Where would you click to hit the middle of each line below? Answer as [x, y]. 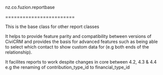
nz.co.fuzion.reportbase [30, 7]
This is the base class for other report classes [52, 26]
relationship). [19, 52]
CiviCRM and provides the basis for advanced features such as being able [81, 41]
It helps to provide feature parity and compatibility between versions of [78, 36]
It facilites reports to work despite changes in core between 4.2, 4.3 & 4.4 [81, 62]
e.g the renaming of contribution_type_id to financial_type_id [67, 67]
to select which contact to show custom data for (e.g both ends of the [77, 47]
